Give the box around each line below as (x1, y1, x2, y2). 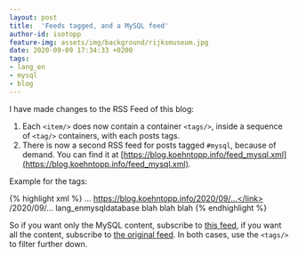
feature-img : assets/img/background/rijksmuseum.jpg (9, 37, 209, 47)
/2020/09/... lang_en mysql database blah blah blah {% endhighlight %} (9, 202, 268, 213)
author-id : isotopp (9, 29, 82, 38)
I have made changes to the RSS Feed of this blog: (9, 103, 194, 114)
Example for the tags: (9, 175, 88, 187)
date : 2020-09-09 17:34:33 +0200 (9, 46, 133, 55)
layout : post (9, 12, 58, 22)
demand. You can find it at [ (21, 148, 125, 160)
